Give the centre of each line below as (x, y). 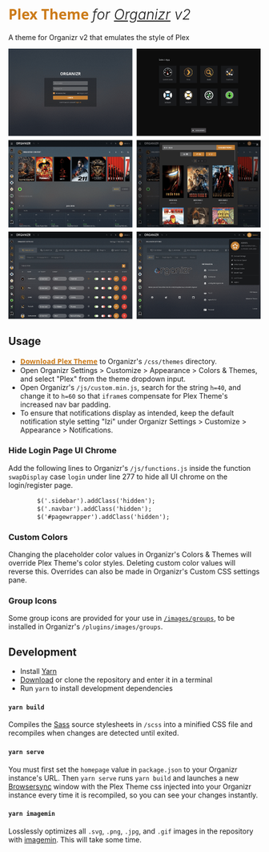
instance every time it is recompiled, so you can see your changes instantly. (133, 795)
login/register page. (41, 485)
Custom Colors (38, 537)
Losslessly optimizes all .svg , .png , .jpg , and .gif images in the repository (131, 831)
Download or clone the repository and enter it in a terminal (116, 680)
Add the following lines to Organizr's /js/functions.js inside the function (130, 468)
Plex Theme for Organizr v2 (100, 14)
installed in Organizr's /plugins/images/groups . (86, 627)
